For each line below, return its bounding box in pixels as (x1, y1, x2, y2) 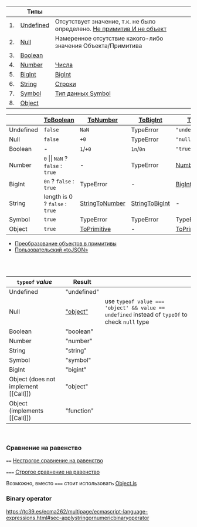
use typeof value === (104, 297, 165, 305)
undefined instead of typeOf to (104, 311, 188, 318)
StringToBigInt (131, 199, 170, 207)
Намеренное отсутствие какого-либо (55, 35, 164, 42)
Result (73, 278, 92, 286)
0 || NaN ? (43, 155, 68, 162)
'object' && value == (104, 305, 165, 311)
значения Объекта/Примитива (55, 42, 142, 49)
